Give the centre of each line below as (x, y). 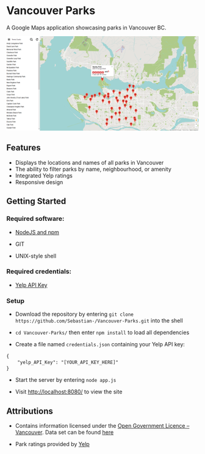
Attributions (30, 411)
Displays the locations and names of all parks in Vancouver (89, 162)
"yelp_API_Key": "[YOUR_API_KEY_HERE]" (68, 363)
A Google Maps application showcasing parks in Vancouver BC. (86, 28)
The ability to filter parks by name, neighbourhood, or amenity (93, 169)
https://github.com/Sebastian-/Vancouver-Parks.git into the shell (99, 321)
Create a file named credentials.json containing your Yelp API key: (100, 344)
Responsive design (39, 182)
